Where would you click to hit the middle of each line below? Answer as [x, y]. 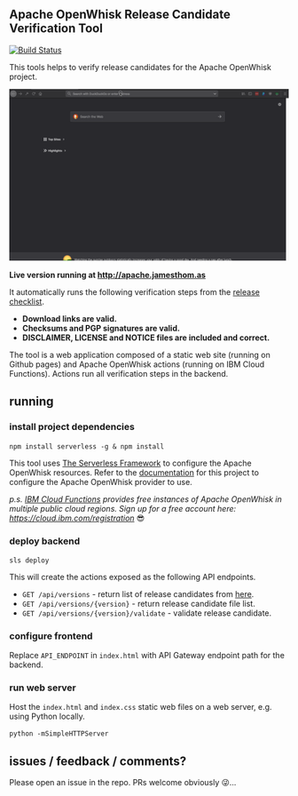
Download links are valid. [69, 318]
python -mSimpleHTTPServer [59, 734]
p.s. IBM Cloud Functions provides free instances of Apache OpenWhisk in [145, 499]
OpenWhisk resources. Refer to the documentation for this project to [134, 472]
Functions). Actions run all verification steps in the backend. [119, 373]
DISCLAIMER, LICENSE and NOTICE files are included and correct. [146, 338]
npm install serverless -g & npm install [87, 446]
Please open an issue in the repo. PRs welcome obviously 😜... [123, 783]
